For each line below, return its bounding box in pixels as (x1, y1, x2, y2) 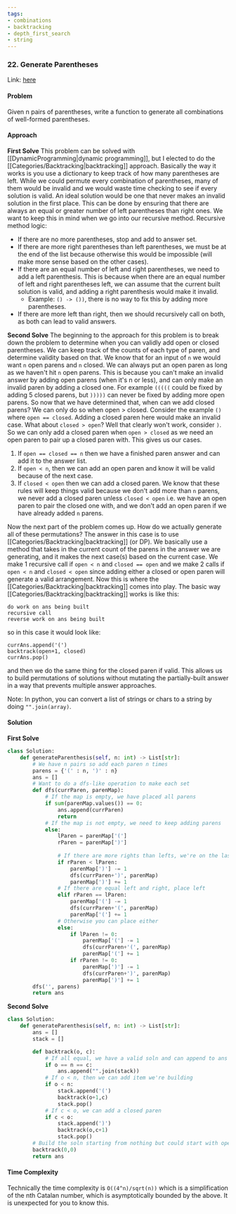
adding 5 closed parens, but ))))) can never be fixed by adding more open (7, 390, 225, 399)
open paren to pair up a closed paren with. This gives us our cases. (7, 435, 202, 444)
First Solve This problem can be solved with (7, 146, 136, 155)
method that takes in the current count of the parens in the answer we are (7, 544, 221, 553)
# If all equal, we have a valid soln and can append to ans (44, 1054, 228, 1062)
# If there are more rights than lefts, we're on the (57, 852, 218, 860)
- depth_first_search (7, 30, 71, 37)
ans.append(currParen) (57, 806, 124, 813)
